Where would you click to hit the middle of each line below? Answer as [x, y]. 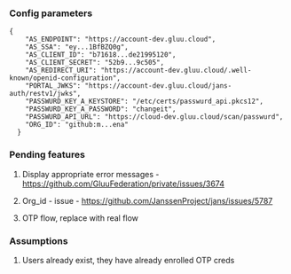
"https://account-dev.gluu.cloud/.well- [176, 70]
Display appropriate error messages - [90, 174]
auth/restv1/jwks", [45, 94]
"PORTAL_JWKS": [53, 86]
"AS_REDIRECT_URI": [61, 70]
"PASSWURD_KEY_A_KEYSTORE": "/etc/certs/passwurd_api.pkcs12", [145, 102]
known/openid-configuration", [65, 78]
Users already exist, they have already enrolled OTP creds [128, 260]
